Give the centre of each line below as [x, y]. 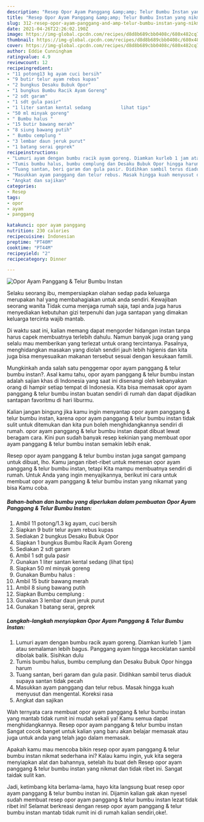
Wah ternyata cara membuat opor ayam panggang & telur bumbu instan [96, 712]
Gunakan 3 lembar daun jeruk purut [60, 601]
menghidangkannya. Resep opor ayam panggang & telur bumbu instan [95, 725]
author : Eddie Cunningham [39, 51]
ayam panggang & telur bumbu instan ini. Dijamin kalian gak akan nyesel [97, 794]
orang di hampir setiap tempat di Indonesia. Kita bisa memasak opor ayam [99, 387]
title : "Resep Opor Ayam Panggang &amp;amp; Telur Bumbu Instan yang [97, 18]
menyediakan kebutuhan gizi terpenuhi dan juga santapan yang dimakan [97, 313]
